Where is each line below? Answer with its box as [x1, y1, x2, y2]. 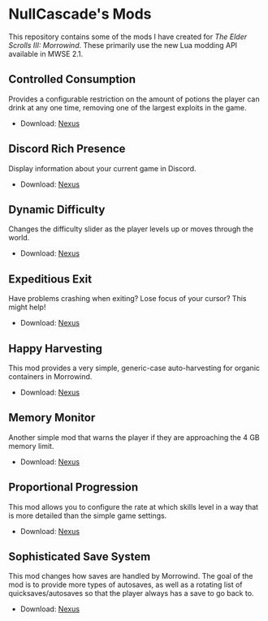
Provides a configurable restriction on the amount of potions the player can [8, 94, 260, 104]
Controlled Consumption [8, 72, 136, 86]
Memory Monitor [8, 411, 96, 425]
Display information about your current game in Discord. [8, 163, 197, 173]
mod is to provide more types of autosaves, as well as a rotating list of [8, 580, 243, 589]
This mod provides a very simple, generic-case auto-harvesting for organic [8, 363, 261, 373]
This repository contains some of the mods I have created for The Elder [8, 32, 248, 41]
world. [8, 233, 30, 243]
